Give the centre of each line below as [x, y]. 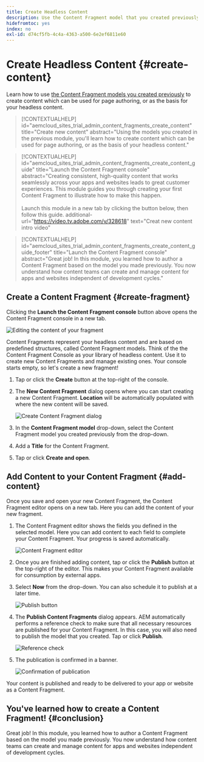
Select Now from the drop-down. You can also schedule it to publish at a [106, 586]
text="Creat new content [161, 221]
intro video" [36, 228]
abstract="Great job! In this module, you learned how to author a [102, 259]
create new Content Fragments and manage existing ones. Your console [97, 361]
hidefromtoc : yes [28, 23]
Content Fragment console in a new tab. [56, 318]
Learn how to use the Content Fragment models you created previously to [99, 94]
